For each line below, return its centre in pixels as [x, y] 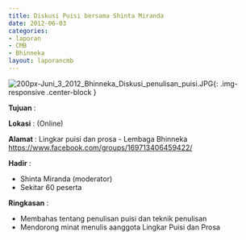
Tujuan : [22, 108]
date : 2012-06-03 [38, 23]
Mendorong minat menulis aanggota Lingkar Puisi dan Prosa [120, 227]
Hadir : [20, 163]
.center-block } [72, 92]
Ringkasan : [29, 203]
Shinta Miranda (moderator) [66, 179]
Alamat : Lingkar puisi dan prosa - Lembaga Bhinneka [98, 139]
